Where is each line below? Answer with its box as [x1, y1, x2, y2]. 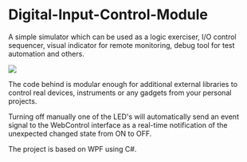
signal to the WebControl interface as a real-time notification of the [8, 120, 228, 129]
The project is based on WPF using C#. [8, 144, 137, 153]
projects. [8, 96, 37, 105]
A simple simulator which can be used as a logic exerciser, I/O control [8, 32, 237, 41]
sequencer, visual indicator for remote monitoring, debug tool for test [8, 40, 235, 49]
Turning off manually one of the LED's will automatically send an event [8, 112, 239, 121]
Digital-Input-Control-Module [8, 6, 209, 24]
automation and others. [8, 49, 85, 58]
